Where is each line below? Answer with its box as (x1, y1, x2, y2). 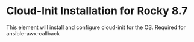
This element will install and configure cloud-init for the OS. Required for (6, 24, 186, 31)
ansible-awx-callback (6, 30, 60, 37)
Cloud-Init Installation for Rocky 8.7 (6, 4, 188, 18)
